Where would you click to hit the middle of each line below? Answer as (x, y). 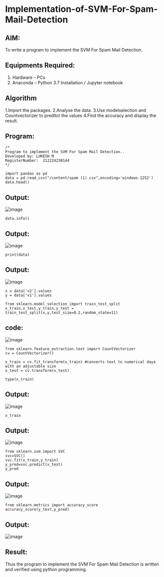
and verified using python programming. (46, 569)
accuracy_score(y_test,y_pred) (37, 510)
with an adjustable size (31, 366)
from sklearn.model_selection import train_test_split (63, 304)
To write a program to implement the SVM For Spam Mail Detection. (74, 50)
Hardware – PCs (29, 77)
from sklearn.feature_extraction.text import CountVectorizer (70, 349)
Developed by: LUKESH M (30, 156)
